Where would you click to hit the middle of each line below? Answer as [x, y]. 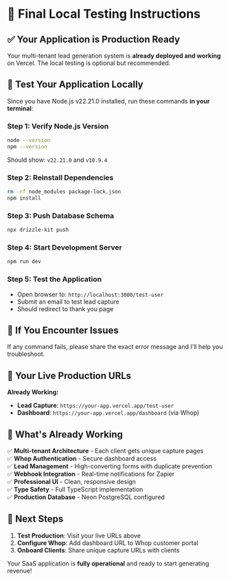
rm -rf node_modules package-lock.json [64, 192]
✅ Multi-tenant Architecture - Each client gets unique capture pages [105, 450]
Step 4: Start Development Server [65, 247]
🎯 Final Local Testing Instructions [104, 14]
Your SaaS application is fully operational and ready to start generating [108, 563]
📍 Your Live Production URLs [69, 375]
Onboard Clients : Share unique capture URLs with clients [98, 550]
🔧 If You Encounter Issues [63, 330]
